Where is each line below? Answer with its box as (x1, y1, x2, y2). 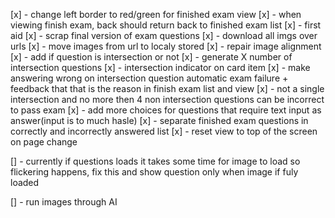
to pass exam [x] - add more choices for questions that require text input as (10, 104, 322, 116)
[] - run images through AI (10, 196, 118, 208)
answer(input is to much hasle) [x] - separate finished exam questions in (10, 115, 309, 126)
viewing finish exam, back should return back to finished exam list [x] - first (10, 19, 322, 31)
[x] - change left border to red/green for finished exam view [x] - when (10, 9, 302, 20)
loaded (10, 177, 40, 188)
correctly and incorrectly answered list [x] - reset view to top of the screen (10, 125, 318, 137)
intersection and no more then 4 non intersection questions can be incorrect (10, 94, 325, 105)
